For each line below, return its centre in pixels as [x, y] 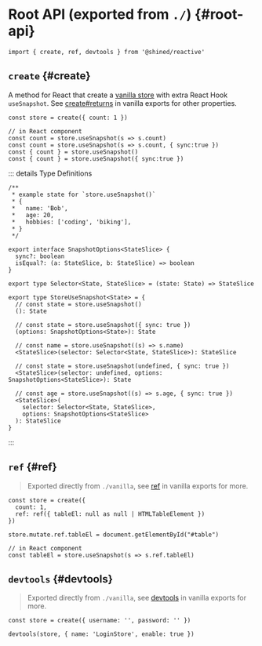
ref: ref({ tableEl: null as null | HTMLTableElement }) [110, 514]
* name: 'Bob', [40, 208]
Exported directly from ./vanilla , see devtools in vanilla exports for [137, 598]
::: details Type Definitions [50, 173]
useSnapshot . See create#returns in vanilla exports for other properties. [122, 103]
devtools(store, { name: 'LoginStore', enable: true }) [101, 634]
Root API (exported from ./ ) [100, 15]
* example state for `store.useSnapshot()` [84, 194]
